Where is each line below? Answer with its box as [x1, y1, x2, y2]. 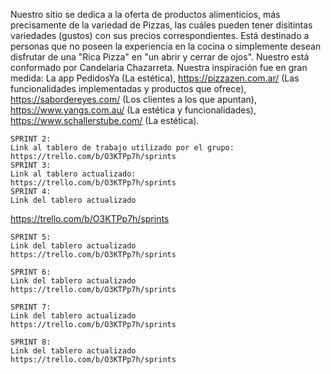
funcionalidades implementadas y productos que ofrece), [10, 83, 247, 94]
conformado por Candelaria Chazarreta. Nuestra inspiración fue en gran [10, 62, 308, 73]
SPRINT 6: [10, 267, 52, 277]
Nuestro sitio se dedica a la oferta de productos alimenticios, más [10, 9, 281, 20]
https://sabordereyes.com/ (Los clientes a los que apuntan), [10, 94, 257, 105]
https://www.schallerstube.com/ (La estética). [10, 115, 200, 126]
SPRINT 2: [10, 134, 52, 144]
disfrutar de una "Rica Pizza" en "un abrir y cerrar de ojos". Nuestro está [10, 51, 310, 63]
